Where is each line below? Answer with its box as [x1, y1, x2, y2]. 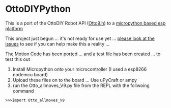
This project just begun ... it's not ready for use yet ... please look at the [5, 35, 155, 41]
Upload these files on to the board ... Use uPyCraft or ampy [12, 77, 137, 83]
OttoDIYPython [5, 3, 71, 15]
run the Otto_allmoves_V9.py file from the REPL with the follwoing [12, 82, 150, 89]
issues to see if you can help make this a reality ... [5, 40, 110, 47]
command [12, 88, 34, 94]
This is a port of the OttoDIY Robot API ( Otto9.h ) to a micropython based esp [5, 20, 166, 26]
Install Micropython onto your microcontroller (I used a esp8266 [12, 66, 147, 72]
